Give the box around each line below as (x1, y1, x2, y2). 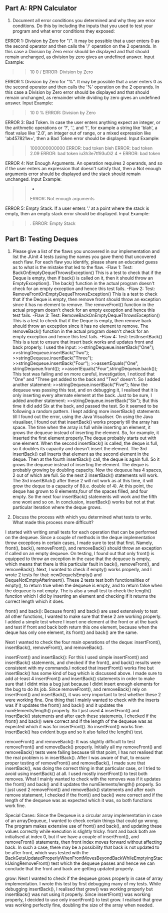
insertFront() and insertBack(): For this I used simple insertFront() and (5, 654, 148, 660)
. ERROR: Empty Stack (29, 220, 76, 226)
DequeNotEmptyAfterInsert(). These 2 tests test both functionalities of (5, 577, 150, 583)
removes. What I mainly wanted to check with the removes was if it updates (5, 775, 161, 782)
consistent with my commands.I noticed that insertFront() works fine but (5, 665, 154, 671)
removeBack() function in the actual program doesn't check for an (12, 328, 149, 334)
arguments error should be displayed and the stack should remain (5, 171, 141, 177)
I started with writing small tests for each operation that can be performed (5, 529, 157, 535)
